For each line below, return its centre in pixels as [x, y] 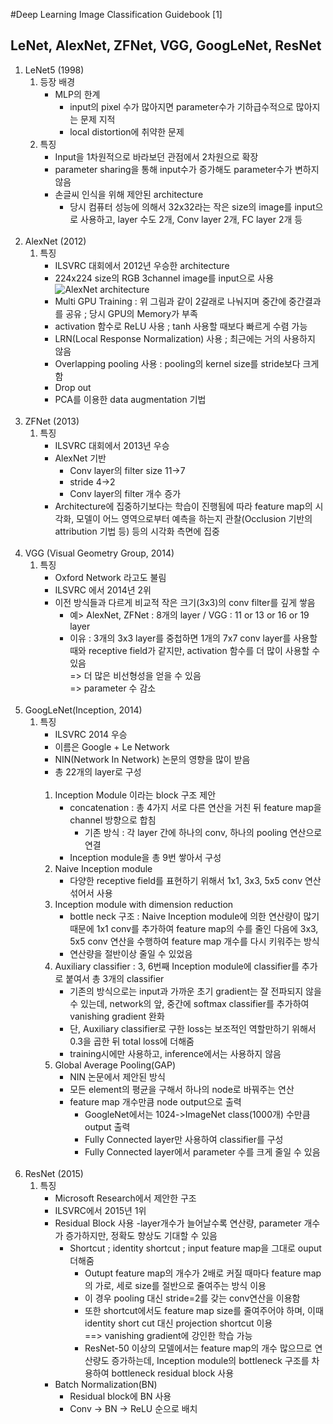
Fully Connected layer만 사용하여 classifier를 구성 [184, 1139]
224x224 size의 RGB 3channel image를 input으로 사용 [164, 278]
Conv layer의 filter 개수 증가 [125, 493]
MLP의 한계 [77, 94]
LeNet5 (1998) [54, 70]
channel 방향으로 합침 [113, 820]
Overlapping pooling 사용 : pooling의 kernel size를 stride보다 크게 [187, 363]
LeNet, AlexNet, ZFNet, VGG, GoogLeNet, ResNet [166, 45]
